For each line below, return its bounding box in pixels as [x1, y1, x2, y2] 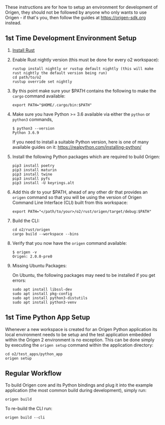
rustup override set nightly [12, 79, 72, 84]
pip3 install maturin [12, 167, 57, 172]
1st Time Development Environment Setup [5, 34, 137, 42]
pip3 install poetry [12, 163, 55, 168]
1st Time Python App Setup [5, 313, 90, 322]
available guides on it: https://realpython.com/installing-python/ [12, 144, 142, 150]
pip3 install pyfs [12, 176, 50, 181]
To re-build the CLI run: [5, 406, 53, 412]
